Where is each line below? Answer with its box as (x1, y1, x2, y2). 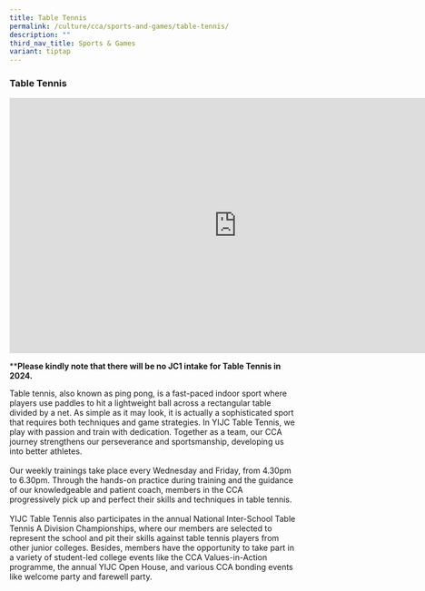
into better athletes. (9, 446, 83, 457)
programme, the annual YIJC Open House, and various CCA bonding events (9, 562, 293, 573)
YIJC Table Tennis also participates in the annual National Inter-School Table (9, 514, 296, 525)
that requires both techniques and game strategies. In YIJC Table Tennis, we (9, 417, 295, 428)
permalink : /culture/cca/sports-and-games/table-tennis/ (9, 22, 230, 31)
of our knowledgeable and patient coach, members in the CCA (9, 485, 243, 496)
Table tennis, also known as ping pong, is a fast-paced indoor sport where (9, 388, 288, 399)
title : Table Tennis (9, 13, 88, 23)
